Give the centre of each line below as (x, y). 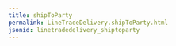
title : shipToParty (40, 15)
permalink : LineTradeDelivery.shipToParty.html (88, 23)
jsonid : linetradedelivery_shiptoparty (74, 30)
